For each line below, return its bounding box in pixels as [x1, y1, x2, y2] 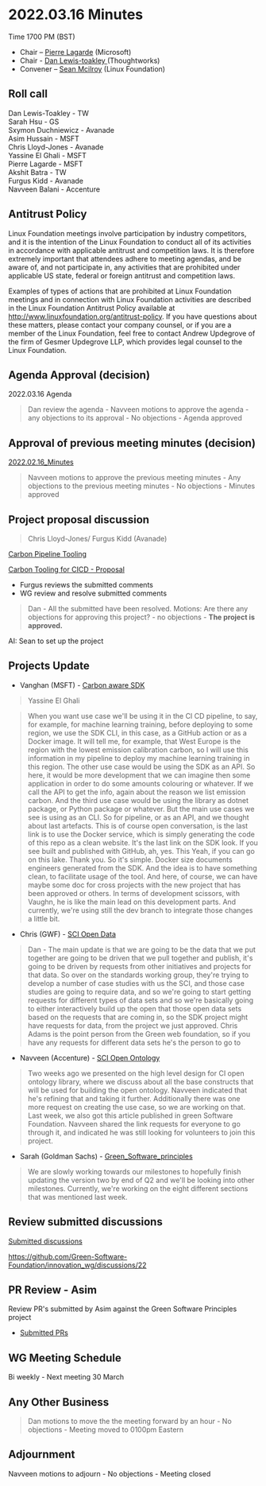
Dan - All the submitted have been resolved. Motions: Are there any [27, 604, 249, 613]
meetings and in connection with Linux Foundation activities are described [8, 294, 252, 304]
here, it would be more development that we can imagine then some [27, 770, 251, 780]
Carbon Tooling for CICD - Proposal [8, 565, 125, 574]
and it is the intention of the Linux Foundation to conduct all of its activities [8, 237, 252, 246]
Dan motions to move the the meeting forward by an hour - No [27, 1417, 232, 1426]
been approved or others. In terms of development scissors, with [27, 888, 241, 898]
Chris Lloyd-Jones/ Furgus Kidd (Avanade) [27, 534, 168, 543]
